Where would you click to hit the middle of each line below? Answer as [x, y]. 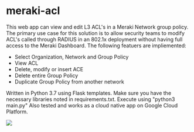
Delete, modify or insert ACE [49, 69]
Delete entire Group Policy [46, 75]
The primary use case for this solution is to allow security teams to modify [96, 33]
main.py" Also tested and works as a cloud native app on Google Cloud [92, 105]
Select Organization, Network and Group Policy [72, 57]
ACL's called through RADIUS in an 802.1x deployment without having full [94, 39]
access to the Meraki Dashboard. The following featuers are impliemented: [96, 46]
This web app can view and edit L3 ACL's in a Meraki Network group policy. [97, 27]
